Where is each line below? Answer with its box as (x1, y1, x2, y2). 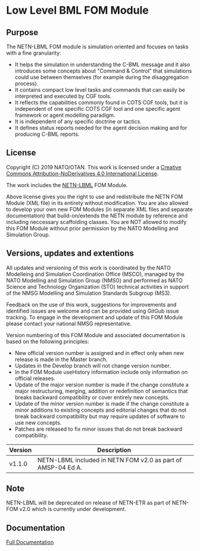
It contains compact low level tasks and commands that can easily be (14, 86, 186, 93)
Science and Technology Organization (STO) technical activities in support (6, 283, 189, 290)
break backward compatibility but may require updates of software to (14, 412, 185, 420)
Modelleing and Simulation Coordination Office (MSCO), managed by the (6, 270, 185, 278)
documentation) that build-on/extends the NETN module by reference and (6, 212, 188, 219)
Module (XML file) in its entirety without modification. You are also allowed (6, 199, 189, 206)
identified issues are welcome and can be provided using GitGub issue (6, 307, 179, 315)
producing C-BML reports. (14, 130, 80, 138)
